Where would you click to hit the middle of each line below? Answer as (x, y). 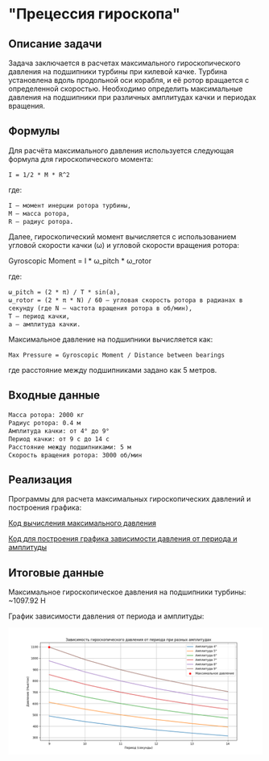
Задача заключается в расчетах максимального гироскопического (124, 63)
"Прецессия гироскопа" (95, 14)
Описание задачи (55, 44)
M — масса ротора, (39, 213)
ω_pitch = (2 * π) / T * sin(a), (64, 292)
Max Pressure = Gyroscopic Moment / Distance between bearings (117, 355)
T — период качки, (39, 316)
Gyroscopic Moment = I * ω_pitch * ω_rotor (80, 261)
